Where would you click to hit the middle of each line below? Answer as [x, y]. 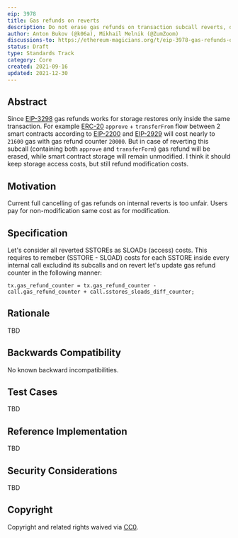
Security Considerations [63, 470]
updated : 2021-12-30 [38, 73]
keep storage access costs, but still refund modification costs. [98, 164]
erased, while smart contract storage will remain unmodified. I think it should [119, 156]
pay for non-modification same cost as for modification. [89, 211]
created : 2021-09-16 [38, 67]
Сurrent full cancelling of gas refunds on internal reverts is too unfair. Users [118, 203]
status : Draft [28, 47]
